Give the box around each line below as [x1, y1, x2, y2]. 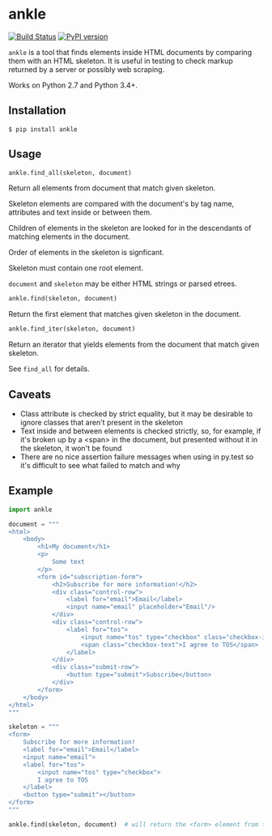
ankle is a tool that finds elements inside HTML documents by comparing [8, 47, 253, 57]
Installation [8, 104, 66, 117]
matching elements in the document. [8, 232, 131, 241]
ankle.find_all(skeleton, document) [8, 168, 132, 177]
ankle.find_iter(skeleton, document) [8, 325, 136, 333]
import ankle [8, 505, 53, 514]
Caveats [8, 387, 51, 401]
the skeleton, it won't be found [19, 443, 122, 453]
